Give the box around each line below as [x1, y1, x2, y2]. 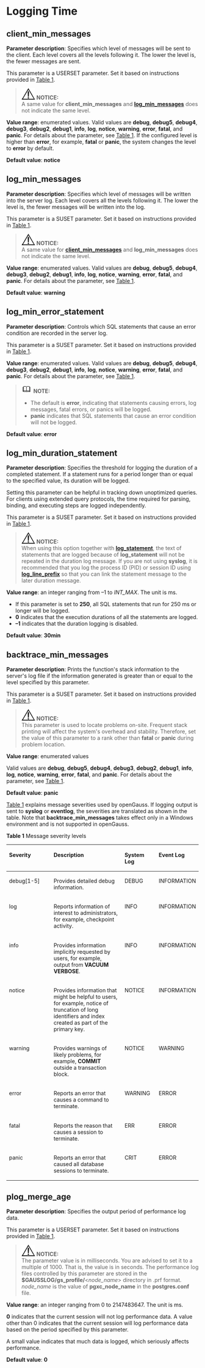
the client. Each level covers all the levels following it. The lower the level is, [6, 51, 196, 59]
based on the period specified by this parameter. [6, 1326, 129, 1333]
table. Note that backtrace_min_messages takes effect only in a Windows [6, 814, 193, 822]
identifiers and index [53, 1012, 105, 1020]
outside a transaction [53, 1064, 107, 1071]
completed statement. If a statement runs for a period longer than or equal [6, 471, 193, 478]
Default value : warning [6, 288, 66, 296]
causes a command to [53, 1096, 109, 1103]
